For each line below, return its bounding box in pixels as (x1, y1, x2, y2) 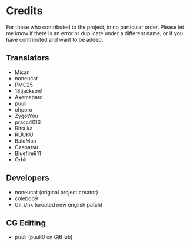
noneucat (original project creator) (14, 188, 98, 196)
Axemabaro (14, 93, 43, 100)
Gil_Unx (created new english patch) (14, 201, 103, 208)
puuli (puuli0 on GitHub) (14, 234, 73, 241)
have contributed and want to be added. (6, 36, 104, 43)
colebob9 (14, 195, 38, 202)
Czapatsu (14, 143, 38, 150)
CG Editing (6, 218, 46, 228)
